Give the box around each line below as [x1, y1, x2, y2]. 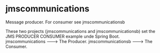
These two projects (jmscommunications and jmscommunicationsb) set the [5, 28, 156, 34]
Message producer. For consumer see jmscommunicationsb [5, 19, 125, 25]
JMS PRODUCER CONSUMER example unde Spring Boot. [5, 33, 120, 39]
